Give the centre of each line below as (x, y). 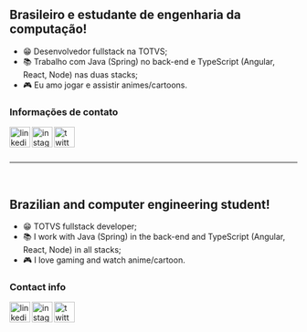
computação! (48, 30)
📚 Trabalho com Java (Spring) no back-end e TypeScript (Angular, (149, 61)
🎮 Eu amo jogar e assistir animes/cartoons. (105, 85)
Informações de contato (64, 111)
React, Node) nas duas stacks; (80, 74)
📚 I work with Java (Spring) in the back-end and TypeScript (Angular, (154, 236)
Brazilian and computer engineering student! (140, 204)
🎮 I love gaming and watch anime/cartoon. (104, 260)
